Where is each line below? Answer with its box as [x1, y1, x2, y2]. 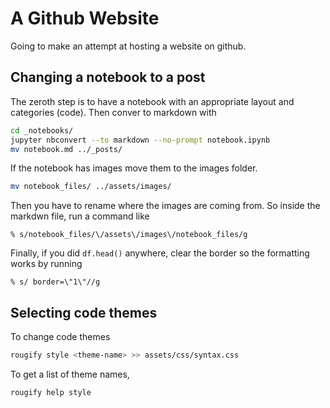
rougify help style [10, 387, 92, 397]
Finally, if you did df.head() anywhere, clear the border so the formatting [10, 247, 310, 259]
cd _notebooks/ [10, 125, 74, 136]
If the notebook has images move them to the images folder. [10, 162, 258, 174]
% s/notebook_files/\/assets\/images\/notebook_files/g [10, 230, 248, 240]
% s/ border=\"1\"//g [10, 277, 101, 287]
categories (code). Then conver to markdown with [10, 106, 217, 118]
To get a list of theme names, [10, 368, 130, 380]
